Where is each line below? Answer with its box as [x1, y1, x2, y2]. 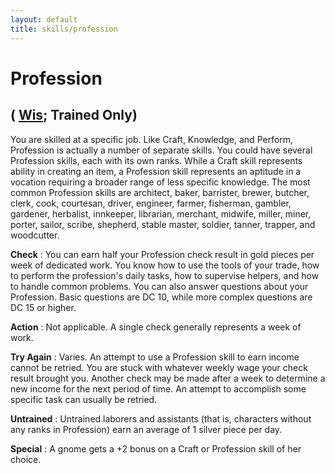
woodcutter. [10, 229, 60, 241]
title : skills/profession [10, 24, 118, 34]
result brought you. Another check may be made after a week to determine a [10, 372, 326, 384]
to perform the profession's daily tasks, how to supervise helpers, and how [10, 269, 320, 281]
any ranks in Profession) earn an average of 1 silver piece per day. [10, 423, 283, 435]
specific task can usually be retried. [10, 393, 158, 405]
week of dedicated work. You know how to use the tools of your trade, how [10, 259, 320, 271]
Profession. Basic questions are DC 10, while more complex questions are [10, 291, 313, 303]
